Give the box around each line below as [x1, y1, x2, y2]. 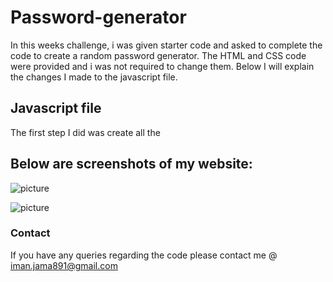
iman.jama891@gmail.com [10, 259, 118, 271]
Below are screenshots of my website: [10, 156, 253, 173]
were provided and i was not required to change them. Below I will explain [10, 60, 315, 72]
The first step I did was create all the [10, 126, 161, 138]
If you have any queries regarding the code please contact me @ [10, 249, 278, 261]
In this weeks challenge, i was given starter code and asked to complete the [10, 39, 323, 51]
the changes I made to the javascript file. [10, 71, 178, 83]
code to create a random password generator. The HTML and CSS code [10, 49, 307, 61]
